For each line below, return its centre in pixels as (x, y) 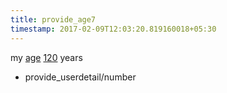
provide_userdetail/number (80, 77)
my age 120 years (46, 57)
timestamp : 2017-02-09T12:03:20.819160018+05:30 (113, 29)
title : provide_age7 (53, 19)
